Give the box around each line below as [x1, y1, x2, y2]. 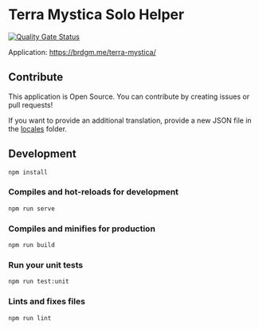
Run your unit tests [8, 260, 84, 271]
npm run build [8, 241, 56, 249]
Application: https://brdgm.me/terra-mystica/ [8, 47, 157, 57]
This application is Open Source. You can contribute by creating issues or [8, 92, 249, 101]
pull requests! [8, 100, 53, 109]
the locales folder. [8, 123, 68, 133]
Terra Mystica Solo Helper [8, 6, 185, 24]
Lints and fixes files [8, 296, 86, 307]
